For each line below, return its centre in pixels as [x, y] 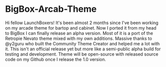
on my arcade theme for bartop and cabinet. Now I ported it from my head [81, 28]
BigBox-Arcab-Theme [51, 9]
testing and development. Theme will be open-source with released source [82, 54]
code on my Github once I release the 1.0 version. [56, 59]
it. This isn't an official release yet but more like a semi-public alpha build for [83, 49]
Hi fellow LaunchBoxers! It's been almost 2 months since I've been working [82, 23]
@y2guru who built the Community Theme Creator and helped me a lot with [83, 43]
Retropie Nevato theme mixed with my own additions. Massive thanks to [79, 38]
